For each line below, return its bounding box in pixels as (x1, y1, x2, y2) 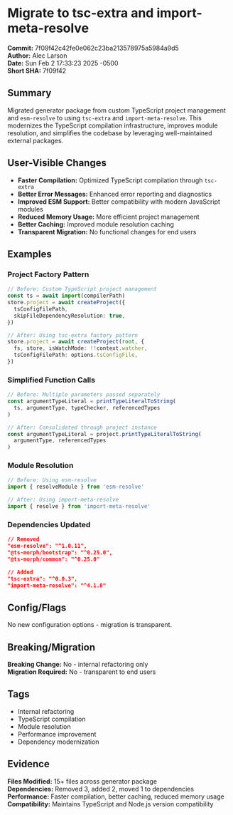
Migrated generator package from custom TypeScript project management (7, 105, 226, 115)
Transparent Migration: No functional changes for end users (17, 227, 197, 236)
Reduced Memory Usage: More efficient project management (17, 212, 200, 221)
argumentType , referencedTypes (13, 437, 107, 445)
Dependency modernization (17, 737, 99, 746)
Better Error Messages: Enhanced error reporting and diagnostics (17, 190, 212, 198)
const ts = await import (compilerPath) (7, 292, 126, 300)
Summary (7, 87, 52, 99)
